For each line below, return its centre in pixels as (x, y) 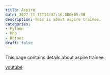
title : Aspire (20, 10)
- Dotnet (15, 39)
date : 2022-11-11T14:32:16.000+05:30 (45, 15)
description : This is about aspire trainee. (53, 19)
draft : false (19, 43)
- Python (15, 29)
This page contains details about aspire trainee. (55, 57)
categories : (18, 24)
